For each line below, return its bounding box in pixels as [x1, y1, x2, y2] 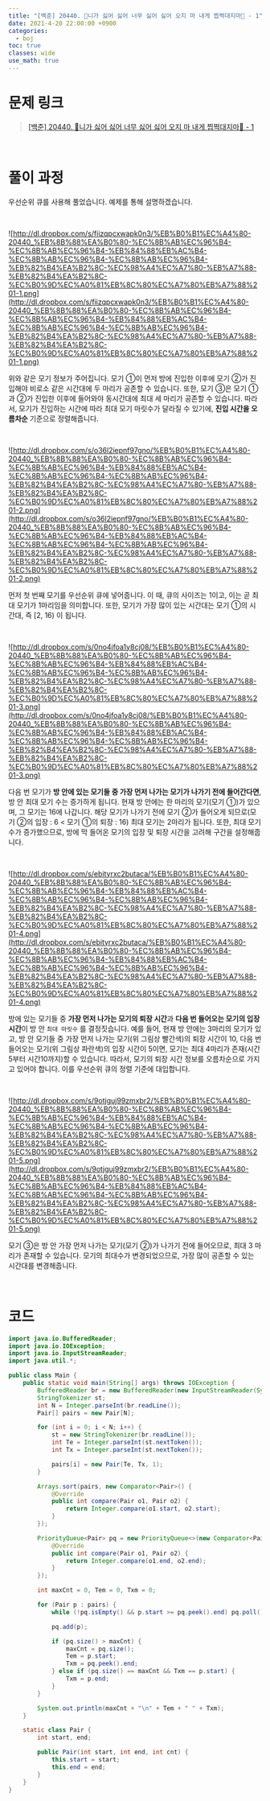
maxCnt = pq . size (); [65, 1645, 135, 1653]
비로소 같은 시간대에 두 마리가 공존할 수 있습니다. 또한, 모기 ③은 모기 [29, 383, 247, 393]
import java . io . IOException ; [8, 1341, 106, 1350]
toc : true [8, 42, 42, 50]
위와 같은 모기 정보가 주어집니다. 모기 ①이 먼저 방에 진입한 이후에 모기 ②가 [8, 373, 248, 383]
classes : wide [8, 49, 56, 57]
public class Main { [8, 1371, 78, 1380]
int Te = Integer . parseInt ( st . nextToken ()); [51, 1438, 203, 1447]
